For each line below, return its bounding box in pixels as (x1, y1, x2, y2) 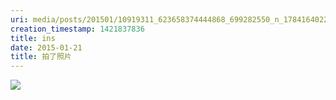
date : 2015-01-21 (10, 42, 83, 53)
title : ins (10, 33, 56, 43)
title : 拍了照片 (10, 52, 72, 62)
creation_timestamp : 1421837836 (10, 24, 145, 34)
